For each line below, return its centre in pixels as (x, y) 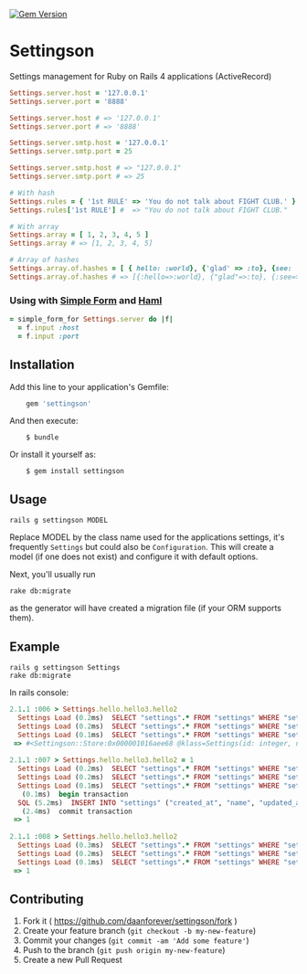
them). (22, 618)
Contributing (47, 899)
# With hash (32, 193)
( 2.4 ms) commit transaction (77, 811)
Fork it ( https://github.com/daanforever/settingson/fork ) (130, 921)
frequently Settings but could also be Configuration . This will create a (142, 547)
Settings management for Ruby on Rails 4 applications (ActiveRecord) (141, 76)
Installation (42, 365)
